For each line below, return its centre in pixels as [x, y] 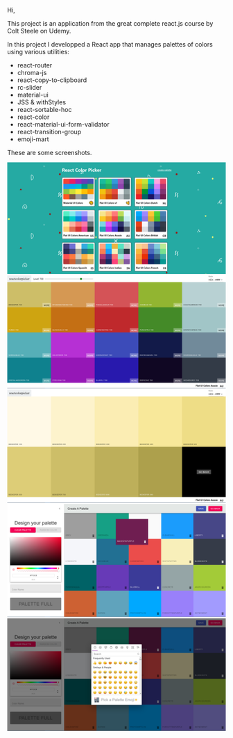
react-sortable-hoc [44, 110]
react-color [33, 117]
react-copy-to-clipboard [52, 80]
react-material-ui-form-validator [63, 124]
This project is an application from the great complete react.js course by [110, 23]
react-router [35, 65]
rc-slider [29, 87]
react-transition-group [49, 132]
